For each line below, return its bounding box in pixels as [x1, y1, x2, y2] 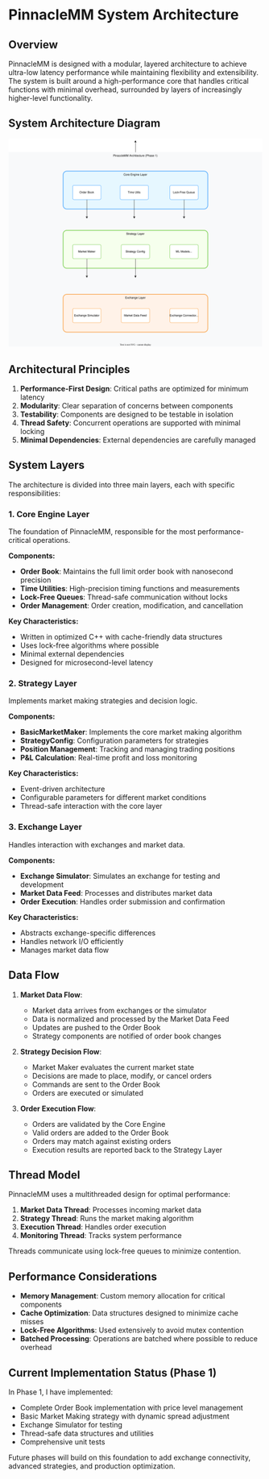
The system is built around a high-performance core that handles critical [8, 77, 250, 85]
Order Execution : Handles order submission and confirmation [19, 897, 226, 906]
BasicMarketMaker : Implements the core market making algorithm [19, 727, 242, 737]
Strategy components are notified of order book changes [31, 1031, 221, 1041]
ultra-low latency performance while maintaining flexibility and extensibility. [8, 68, 259, 77]
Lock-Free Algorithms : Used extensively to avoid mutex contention [19, 1325, 244, 1335]
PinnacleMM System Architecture [8, 6, 239, 24]
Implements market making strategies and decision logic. [8, 696, 198, 706]
